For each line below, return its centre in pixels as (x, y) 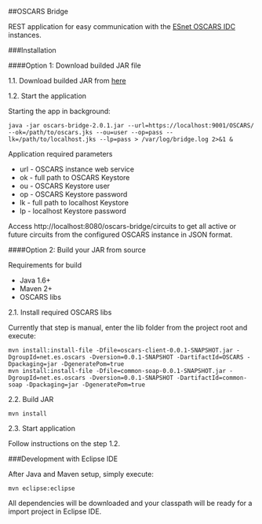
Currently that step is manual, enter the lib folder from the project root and (128, 327)
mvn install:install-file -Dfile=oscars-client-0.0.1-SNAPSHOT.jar (121, 350)
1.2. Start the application (47, 96)
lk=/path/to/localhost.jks (52, 139)
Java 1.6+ (35, 280)
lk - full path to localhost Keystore (74, 203)
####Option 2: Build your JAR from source (77, 250)
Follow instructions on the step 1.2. (64, 443)
